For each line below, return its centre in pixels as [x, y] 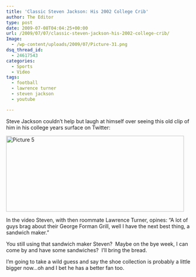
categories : [21, 61]
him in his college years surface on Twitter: [58, 127]
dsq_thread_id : [25, 50]
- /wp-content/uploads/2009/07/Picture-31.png [69, 45]
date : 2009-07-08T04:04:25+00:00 [47, 28]
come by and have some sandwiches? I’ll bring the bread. [77, 250]
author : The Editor [30, 17]
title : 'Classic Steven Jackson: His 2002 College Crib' [77, 11]
